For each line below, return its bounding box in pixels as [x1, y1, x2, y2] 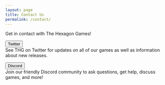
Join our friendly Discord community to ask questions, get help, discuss [5, 69, 156, 75]
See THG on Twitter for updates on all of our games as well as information [5, 47, 160, 53]
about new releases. [5, 53, 48, 59]
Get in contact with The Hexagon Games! [5, 31, 91, 37]
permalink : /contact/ [5, 17, 51, 22]
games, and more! [5, 74, 43, 80]
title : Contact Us [5, 12, 44, 17]
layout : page [5, 7, 33, 13]
